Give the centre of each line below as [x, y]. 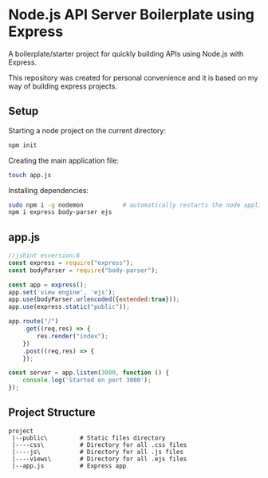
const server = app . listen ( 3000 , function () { [89, 373]
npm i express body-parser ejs [60, 212]
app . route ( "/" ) [33, 322]
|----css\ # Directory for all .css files [99, 444]
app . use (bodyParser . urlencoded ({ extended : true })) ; [94, 300]
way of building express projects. [63, 86]
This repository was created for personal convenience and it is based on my [133, 77]
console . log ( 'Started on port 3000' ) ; [87, 381]
